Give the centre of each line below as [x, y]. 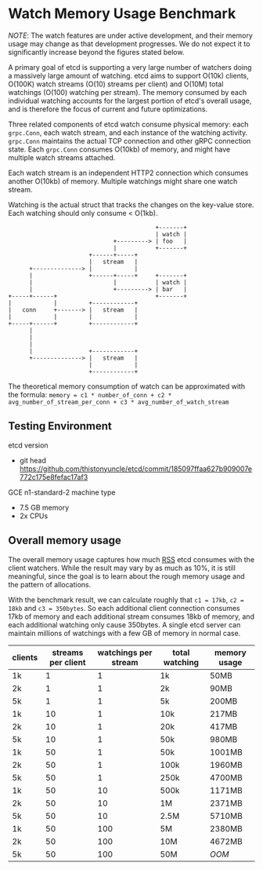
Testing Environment [60, 426]
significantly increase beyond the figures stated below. [96, 52]
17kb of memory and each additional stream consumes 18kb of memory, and [131, 616]
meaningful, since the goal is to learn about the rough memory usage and [126, 576]
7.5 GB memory [44, 507]
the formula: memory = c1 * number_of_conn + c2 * [90, 394]
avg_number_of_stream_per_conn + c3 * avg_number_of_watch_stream [119, 402]
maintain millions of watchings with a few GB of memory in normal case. [124, 633]
